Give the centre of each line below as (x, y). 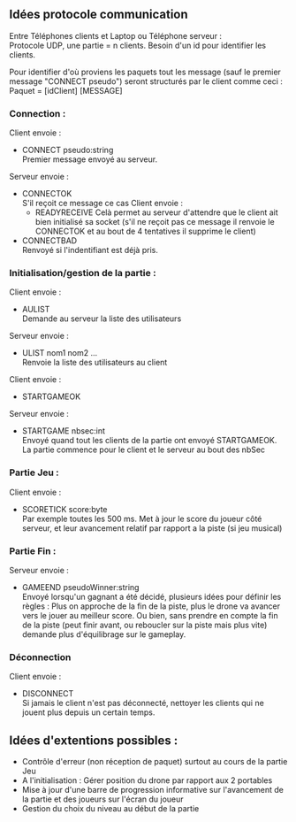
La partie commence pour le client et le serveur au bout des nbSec (144, 449)
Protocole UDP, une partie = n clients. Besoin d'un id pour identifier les (138, 45)
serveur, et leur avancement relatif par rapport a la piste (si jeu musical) (152, 528)
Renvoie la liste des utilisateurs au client (95, 363)
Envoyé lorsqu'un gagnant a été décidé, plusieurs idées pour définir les (152, 597)
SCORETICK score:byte (65, 509)
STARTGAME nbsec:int (64, 431)
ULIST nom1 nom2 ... (60, 353)
